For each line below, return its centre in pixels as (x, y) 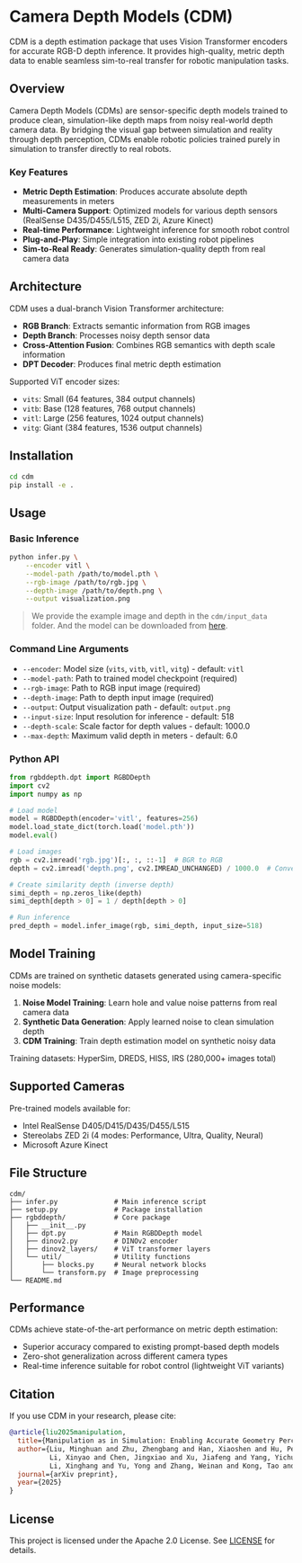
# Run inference (40, 918)
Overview (37, 89)
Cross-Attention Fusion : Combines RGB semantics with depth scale (149, 344)
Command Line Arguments (69, 649)
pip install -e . (42, 485)
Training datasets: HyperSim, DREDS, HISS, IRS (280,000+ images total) (143, 1058)
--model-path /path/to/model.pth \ (92, 574)
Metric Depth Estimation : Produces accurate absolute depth (135, 192)
